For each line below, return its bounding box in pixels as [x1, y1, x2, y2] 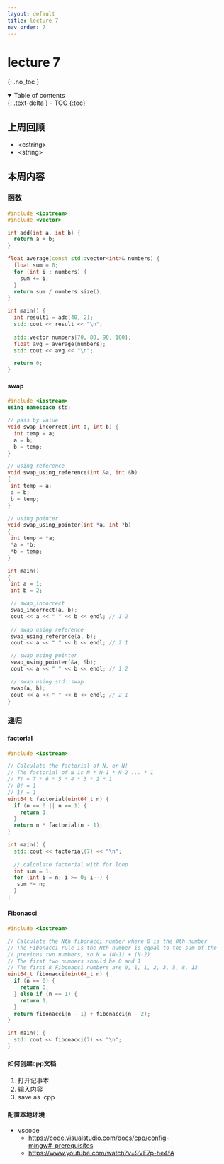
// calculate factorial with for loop [13, 861, 129, 868]
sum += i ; [20, 274, 50, 282]
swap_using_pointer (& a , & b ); [10, 659, 97, 666]
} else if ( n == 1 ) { [13, 990, 78, 997]
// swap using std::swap [10, 678, 84, 685]
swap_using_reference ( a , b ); [10, 632, 97, 640]
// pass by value [7, 417, 59, 424]
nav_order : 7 [7, 23, 46, 30]
